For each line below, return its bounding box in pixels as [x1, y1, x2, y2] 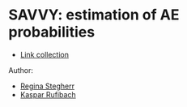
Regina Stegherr [19, 81, 75, 91]
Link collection [19, 49, 69, 59]
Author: [8, 65, 34, 75]
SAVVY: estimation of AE [8, 6, 180, 24]
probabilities [8, 23, 96, 41]
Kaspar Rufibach [19, 89, 76, 99]
